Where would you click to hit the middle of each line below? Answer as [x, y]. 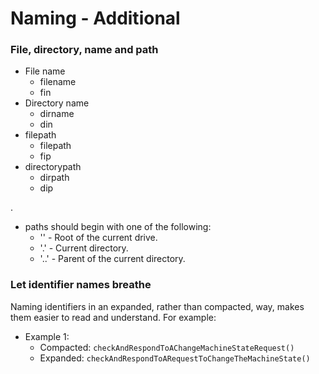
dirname [57, 114]
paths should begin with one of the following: [118, 227]
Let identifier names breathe [81, 285]
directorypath [53, 167]
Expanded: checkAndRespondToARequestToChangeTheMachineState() [175, 358]
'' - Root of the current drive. [98, 238]
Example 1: [47, 336]
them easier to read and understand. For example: [113, 317]
